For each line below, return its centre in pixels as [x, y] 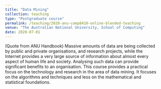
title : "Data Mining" [27, 9]
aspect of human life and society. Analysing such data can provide [72, 62]
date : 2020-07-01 [23, 32]
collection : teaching [27, 14]
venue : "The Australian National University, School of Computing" [75, 28]
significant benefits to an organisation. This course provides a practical [76, 67]
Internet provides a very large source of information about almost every [77, 56]
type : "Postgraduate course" [35, 18]
